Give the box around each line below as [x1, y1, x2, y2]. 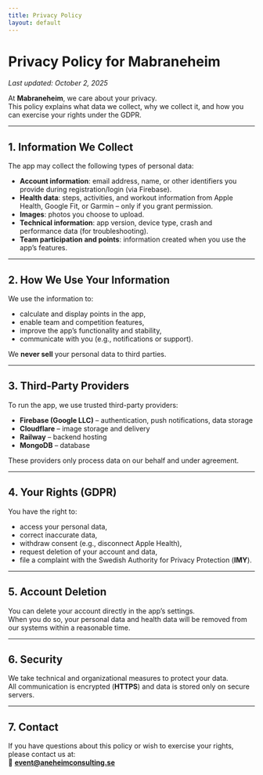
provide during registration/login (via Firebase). [19, 185, 172, 195]
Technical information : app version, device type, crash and [19, 218, 213, 227]
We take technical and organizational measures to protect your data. [8, 674, 229, 683]
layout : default [8, 19, 61, 27]
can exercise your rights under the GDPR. [8, 111, 142, 120]
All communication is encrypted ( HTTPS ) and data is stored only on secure [8, 682, 250, 691]
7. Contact [8, 720, 59, 733]
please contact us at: [8, 750, 76, 759]
